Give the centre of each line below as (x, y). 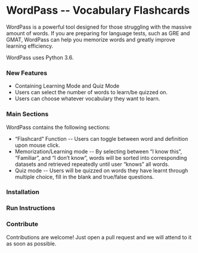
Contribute (22, 224)
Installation (23, 192)
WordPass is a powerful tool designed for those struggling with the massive (99, 27)
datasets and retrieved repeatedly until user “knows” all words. (92, 164)
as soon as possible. (31, 243)
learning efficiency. (30, 46)
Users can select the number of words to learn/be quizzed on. (91, 92)
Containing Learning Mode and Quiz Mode (67, 86)
